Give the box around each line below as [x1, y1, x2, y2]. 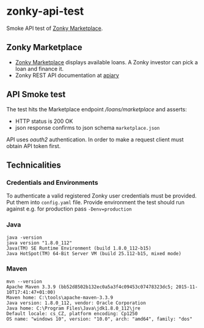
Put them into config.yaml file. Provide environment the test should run [6, 199, 185, 206]
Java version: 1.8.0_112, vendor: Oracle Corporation [6, 300, 147, 306]
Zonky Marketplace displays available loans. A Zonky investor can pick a [15, 58, 199, 65]
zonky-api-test [6, 4, 84, 18]
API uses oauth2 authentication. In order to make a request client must [6, 136, 184, 143]
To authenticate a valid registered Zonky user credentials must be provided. [6, 192, 197, 199]
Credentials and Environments [6, 178, 99, 187]
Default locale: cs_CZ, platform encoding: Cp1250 [6, 310, 138, 316]
